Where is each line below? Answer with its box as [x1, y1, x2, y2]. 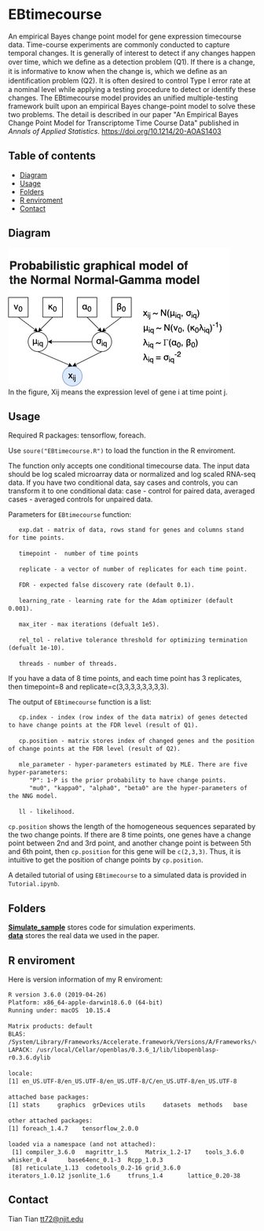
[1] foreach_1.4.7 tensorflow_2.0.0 [8, 1125, 139, 1133]
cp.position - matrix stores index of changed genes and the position [18, 737, 255, 745]
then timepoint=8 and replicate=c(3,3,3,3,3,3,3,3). [8, 682, 169, 692]
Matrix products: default [8, 1022, 93, 1030]
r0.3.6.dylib [8, 1054, 51, 1062]
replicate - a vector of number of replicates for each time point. [18, 565, 247, 574]
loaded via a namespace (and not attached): [8, 1140, 156, 1148]
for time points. [8, 534, 65, 542]
